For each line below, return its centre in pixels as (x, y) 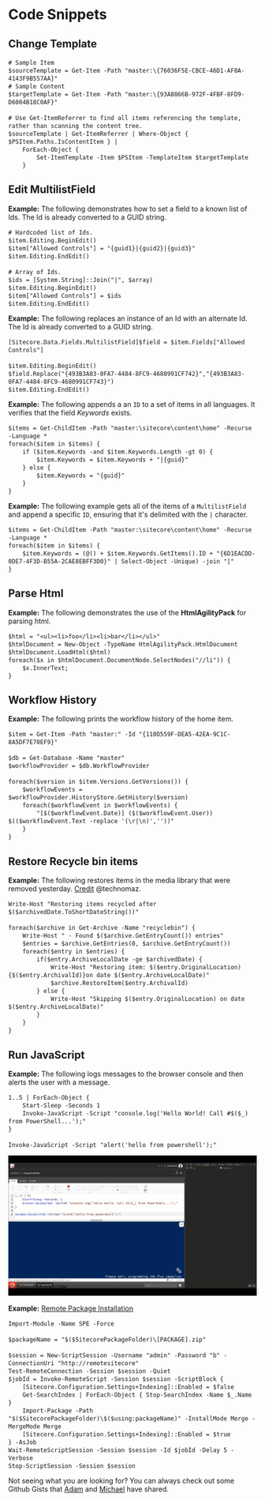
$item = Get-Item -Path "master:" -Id (72, 735)
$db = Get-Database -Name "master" (67, 758)
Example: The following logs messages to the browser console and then (126, 1074)
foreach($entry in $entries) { (74, 952)
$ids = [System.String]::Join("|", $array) (81, 280)
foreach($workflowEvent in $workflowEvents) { (100, 806)
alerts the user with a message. (59, 1082)
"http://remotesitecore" (99, 1363)
